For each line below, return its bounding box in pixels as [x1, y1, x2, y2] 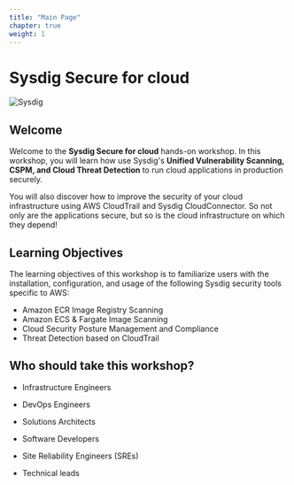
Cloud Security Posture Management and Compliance [21, 323, 219, 334]
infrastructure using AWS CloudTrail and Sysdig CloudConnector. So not [9, 201, 273, 212]
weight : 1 [9, 29, 46, 38]
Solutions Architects [21, 416, 96, 427]
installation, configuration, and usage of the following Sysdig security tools [9, 278, 282, 289]
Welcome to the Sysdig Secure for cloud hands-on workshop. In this [9, 146, 261, 157]
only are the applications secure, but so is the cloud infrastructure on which [9, 210, 285, 221]
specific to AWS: [9, 287, 70, 297]
